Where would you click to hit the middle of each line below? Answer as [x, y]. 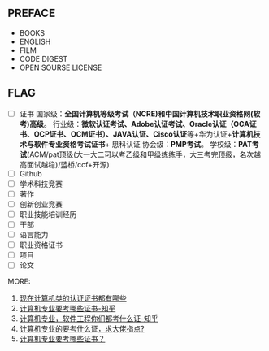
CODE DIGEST [43, 58]
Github [30, 173]
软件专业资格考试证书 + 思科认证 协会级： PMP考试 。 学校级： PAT [143, 144]
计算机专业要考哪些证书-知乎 [67, 309]
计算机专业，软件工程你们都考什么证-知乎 [89, 318]
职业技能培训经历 [48, 214]
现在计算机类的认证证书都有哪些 [73, 298]
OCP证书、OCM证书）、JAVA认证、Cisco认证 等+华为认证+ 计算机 [143, 134]
